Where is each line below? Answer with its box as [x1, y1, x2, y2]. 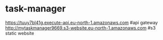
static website [5, 30, 34, 36]
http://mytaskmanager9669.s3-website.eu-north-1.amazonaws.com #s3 [5, 24, 156, 30]
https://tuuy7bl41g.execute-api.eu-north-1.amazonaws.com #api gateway [5, 19, 158, 25]
